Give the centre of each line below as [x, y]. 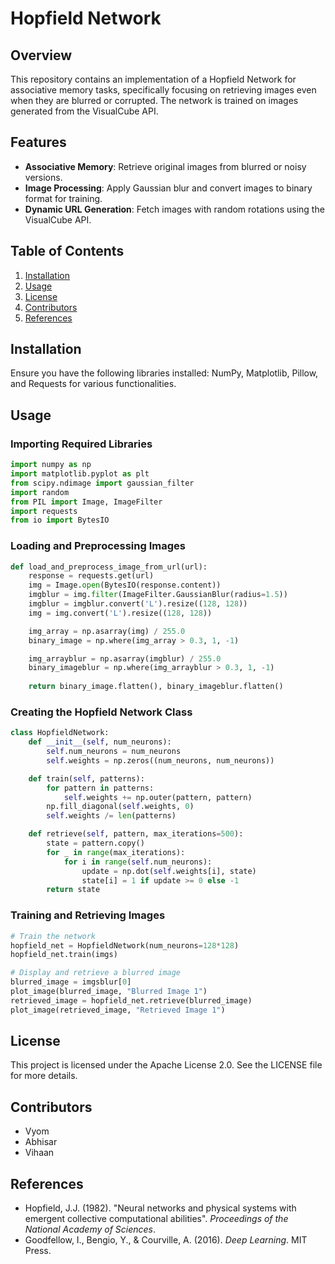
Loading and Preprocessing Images [98, 546]
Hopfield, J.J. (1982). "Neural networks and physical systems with [160, 1208]
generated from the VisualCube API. [84, 111]
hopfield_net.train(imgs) [64, 955]
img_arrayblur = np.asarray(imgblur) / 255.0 [125, 658]
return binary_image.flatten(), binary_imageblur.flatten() [156, 687]
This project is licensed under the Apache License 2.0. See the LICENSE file [166, 1065]
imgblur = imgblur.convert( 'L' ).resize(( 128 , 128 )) [138, 604]
